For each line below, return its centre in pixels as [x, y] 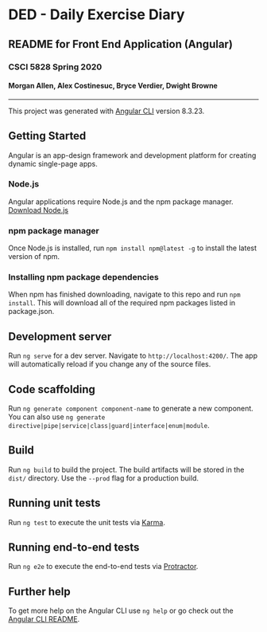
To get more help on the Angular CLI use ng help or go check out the [121, 610]
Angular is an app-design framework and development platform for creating [132, 155]
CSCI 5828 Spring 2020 [55, 67]
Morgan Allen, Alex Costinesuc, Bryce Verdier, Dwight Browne [113, 86]
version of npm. [34, 257]
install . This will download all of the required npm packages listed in [122, 303]
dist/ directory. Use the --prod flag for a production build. [103, 478]
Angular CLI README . [44, 619]
